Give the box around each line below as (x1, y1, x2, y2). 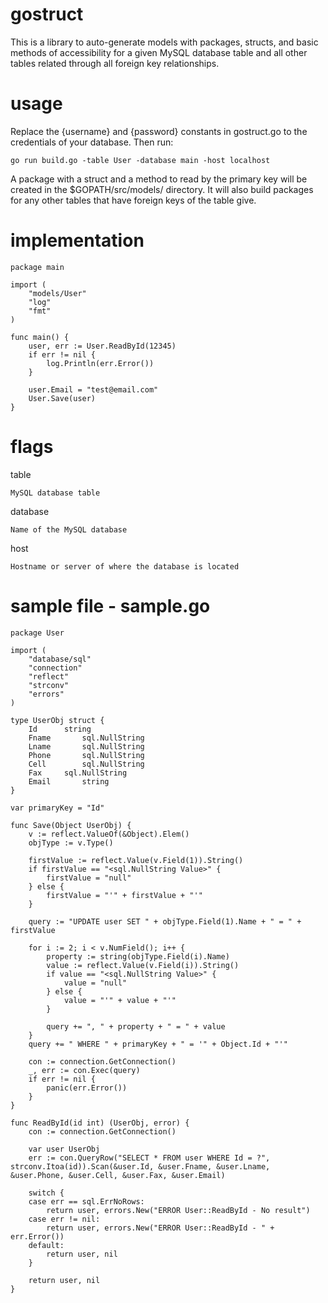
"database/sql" (28, 654, 92, 664)
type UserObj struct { (10, 715, 105, 725)
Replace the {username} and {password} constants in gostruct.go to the (10, 125, 308, 137)
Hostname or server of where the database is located (10, 561, 240, 572)
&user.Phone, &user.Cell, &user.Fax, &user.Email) (10, 1170, 226, 1180)
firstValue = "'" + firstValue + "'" (46, 890, 203, 900)
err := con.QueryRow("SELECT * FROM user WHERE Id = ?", (28, 1153, 271, 1163)
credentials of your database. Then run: (10, 136, 174, 148)
